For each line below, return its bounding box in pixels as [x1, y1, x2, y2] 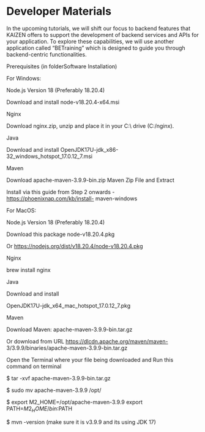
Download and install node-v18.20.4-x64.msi [6, 98, 120, 106]
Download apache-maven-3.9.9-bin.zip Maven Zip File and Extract [6, 176, 174, 184]
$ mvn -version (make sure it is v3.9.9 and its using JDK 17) [6, 418, 156, 425]
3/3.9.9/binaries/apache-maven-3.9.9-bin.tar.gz [6, 344, 128, 351]
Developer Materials [6, 4, 112, 18]
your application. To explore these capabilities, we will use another [6, 37, 174, 45]
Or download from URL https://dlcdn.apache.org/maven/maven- [6, 337, 168, 345]
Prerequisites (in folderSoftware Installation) [6, 63, 117, 70]
